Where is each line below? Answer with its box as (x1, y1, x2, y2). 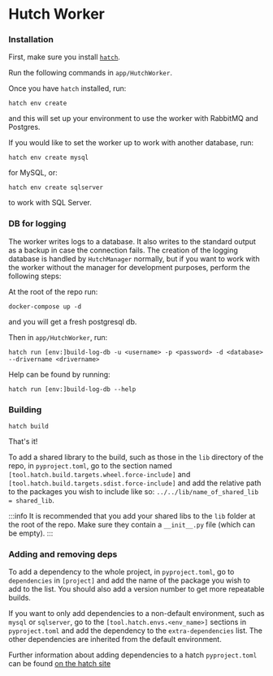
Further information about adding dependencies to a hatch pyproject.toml (8, 650, 258, 660)
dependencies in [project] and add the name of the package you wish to (8, 575, 250, 585)
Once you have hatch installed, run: (8, 84, 127, 93)
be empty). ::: (8, 528, 54, 538)
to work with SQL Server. (8, 198, 92, 208)
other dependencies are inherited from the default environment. (8, 635, 222, 644)
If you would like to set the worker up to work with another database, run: (8, 138, 254, 148)
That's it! (8, 437, 38, 446)
